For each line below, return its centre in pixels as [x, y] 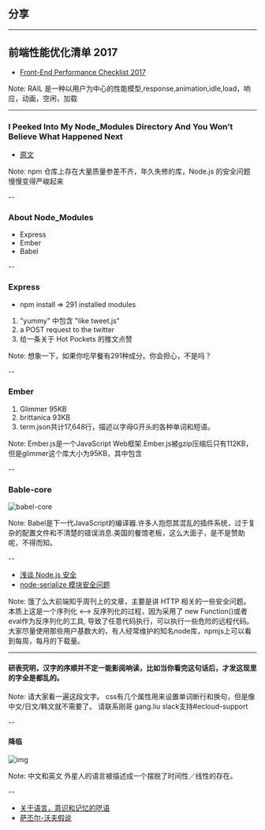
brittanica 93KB [45, 417]
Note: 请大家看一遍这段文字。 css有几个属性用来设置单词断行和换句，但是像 [132, 697]
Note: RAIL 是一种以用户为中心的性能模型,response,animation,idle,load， [126, 88]
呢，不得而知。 [32, 543]
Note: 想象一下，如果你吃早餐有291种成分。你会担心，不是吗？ [110, 355]
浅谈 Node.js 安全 [48, 575]
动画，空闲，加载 [49, 98]
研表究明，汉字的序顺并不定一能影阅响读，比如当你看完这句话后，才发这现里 [132, 667]
